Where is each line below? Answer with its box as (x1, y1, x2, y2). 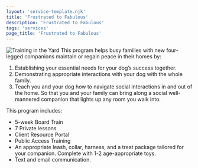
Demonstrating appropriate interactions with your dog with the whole (14, 71, 183, 78)
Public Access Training (14, 137, 71, 144)
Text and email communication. (14, 156, 92, 163)
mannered (14, 95, 40, 103)
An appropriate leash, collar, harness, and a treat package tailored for (14, 144, 184, 151)
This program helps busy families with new (60, 47, 165, 54)
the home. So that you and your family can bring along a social (14, 90, 167, 97)
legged (6, 53, 24, 60)
